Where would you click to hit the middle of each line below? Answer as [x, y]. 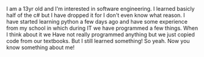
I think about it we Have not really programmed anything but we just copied [100, 35]
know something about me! [40, 47]
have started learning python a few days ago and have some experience [97, 22]
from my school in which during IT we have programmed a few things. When [102, 28]
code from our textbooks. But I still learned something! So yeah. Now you [98, 41]
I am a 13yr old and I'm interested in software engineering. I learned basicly [100, 9]
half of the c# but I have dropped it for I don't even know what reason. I [96, 15]
